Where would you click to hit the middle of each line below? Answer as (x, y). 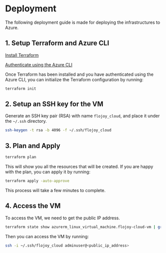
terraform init (21, 89)
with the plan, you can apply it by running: (48, 172)
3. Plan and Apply (33, 146)
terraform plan (21, 157)
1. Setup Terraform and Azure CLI (57, 43)
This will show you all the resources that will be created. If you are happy (79, 167)
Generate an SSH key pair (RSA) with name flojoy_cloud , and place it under (83, 116)
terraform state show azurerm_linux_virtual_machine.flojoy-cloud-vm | (80, 227)
